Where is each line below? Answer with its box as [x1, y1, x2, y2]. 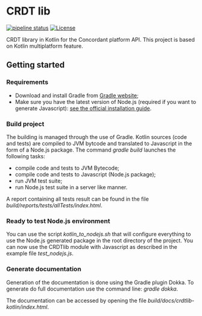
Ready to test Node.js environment [6, 216, 110, 225]
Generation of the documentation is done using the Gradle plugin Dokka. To [6, 279, 194, 286]
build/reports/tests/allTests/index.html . [6, 201, 103, 209]
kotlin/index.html [6, 303, 48, 311]
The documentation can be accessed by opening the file [6, 297, 147, 304]
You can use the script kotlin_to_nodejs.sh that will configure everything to [6, 231, 191, 238]
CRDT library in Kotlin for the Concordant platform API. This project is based [6, 36, 195, 43]
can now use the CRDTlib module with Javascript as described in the [6, 243, 178, 251]
